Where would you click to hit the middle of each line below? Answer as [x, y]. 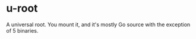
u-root [22, 8]
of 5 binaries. [22, 30]
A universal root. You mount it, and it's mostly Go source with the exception [98, 24]
